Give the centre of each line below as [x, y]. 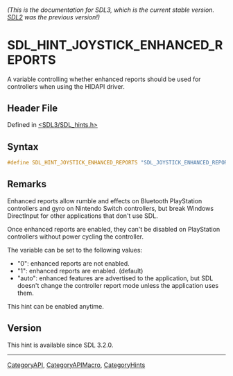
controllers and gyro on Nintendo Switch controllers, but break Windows [110, 208]
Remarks [27, 184]
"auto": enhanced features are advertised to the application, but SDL [115, 278]
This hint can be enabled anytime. [55, 306]
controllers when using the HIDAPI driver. [66, 86]
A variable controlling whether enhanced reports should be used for [104, 79]
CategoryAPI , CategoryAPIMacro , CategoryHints [76, 365]
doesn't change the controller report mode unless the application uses [118, 285]
